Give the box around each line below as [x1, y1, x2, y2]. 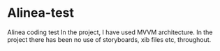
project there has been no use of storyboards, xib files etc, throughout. [7, 35, 212, 43]
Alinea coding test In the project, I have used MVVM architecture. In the [7, 28, 213, 36]
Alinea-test [7, 5, 75, 21]
